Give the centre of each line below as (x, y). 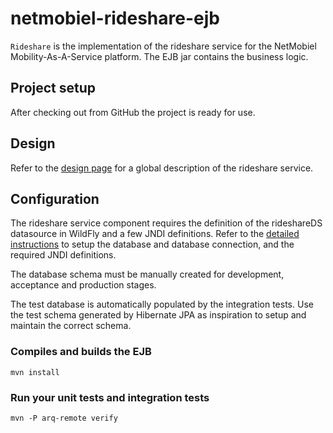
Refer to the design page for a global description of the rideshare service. (162, 168)
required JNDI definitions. (63, 255)
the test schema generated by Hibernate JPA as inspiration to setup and (158, 315)
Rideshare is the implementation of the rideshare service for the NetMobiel (163, 46)
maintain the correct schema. (71, 326)
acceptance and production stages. (83, 285)
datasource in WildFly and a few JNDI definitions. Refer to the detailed (155, 234)
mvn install (35, 372)
